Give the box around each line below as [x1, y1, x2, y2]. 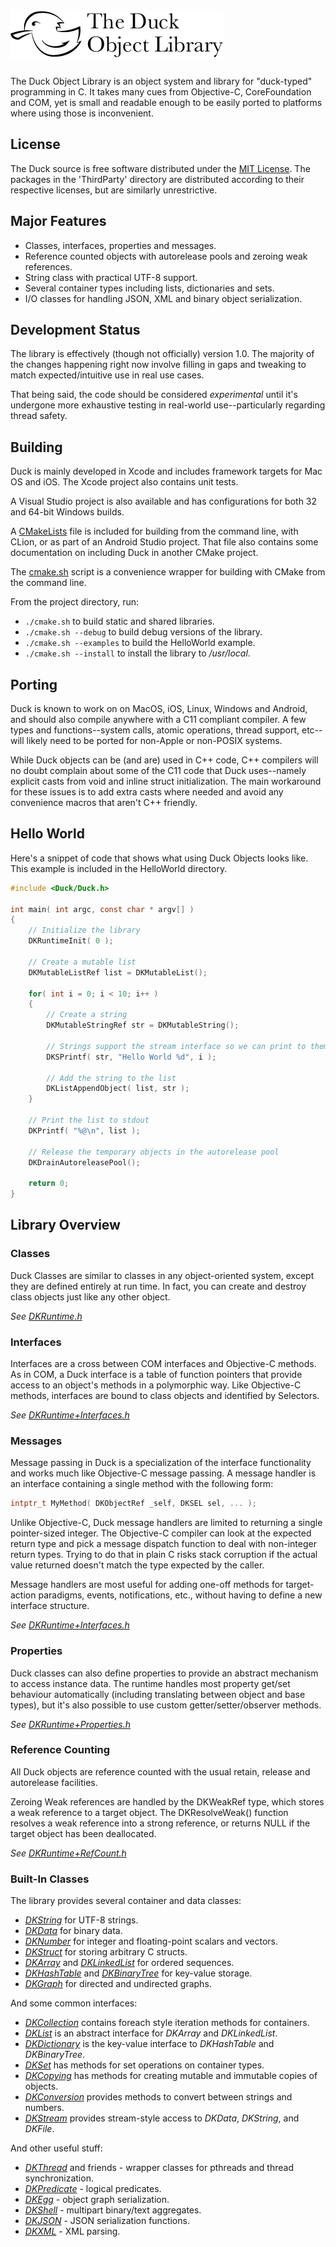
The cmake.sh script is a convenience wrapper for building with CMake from [10, 566, 326, 578]
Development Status [10, 321, 141, 338]
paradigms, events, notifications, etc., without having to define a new [38, 1589, 323, 1601]
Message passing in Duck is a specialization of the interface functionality [10, 1457, 312, 1469]
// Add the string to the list [46, 1073, 177, 1083]
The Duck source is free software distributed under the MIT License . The [10, 162, 311, 174]
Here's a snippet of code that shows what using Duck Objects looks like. [10, 852, 309, 864]
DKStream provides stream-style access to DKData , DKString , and [24, 2112, 300, 2124]
